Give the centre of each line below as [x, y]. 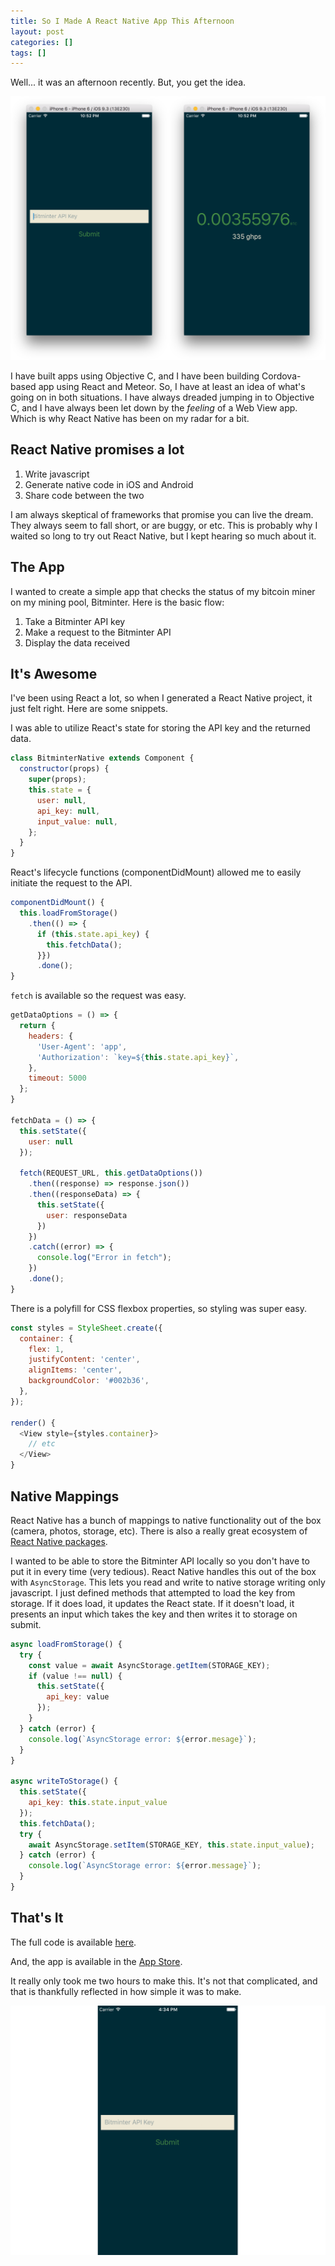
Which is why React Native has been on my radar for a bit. [130, 419]
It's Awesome [54, 674]
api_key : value [78, 1697]
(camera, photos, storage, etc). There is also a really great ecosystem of [159, 1531]
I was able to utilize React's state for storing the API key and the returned [160, 728]
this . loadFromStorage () [68, 913]
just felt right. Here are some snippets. [89, 709]
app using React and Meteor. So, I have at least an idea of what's [172, 387]
